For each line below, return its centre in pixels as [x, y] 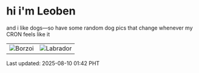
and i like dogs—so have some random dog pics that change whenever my [99, 28]
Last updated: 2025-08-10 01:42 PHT [53, 63]
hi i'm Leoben [41, 11]
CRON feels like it [28, 34]
